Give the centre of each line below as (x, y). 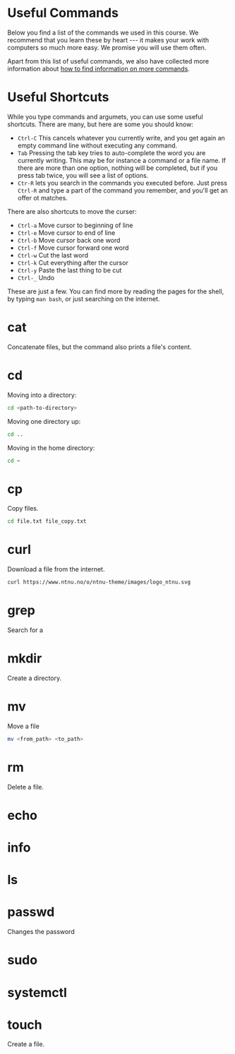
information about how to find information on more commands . (99, 68)
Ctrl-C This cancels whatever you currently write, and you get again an (121, 138)
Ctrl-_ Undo (36, 277)
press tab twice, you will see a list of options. (83, 175)
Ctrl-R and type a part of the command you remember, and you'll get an (122, 190)
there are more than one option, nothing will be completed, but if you (117, 168)
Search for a (25, 630)
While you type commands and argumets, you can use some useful (105, 116)
